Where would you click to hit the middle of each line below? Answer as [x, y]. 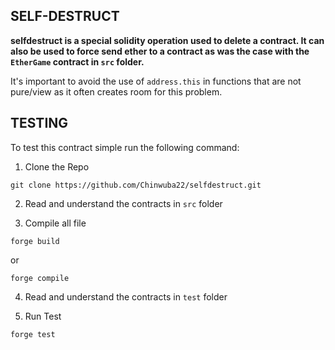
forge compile [40, 278]
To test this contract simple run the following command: [125, 147]
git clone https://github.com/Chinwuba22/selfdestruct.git [136, 185]
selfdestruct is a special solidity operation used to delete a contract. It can [167, 40]
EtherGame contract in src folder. [77, 61]
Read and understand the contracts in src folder [123, 203]
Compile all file [55, 223]
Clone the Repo [57, 166]
